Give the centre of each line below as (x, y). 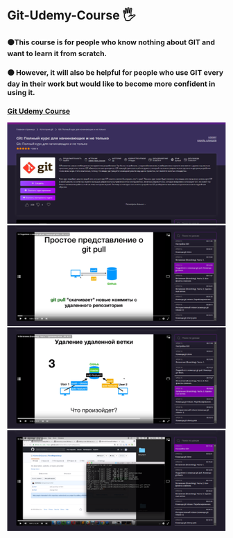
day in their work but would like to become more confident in (111, 84)
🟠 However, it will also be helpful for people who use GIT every (115, 73)
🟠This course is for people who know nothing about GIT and (111, 42)
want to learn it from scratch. (57, 53)
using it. (21, 93)
